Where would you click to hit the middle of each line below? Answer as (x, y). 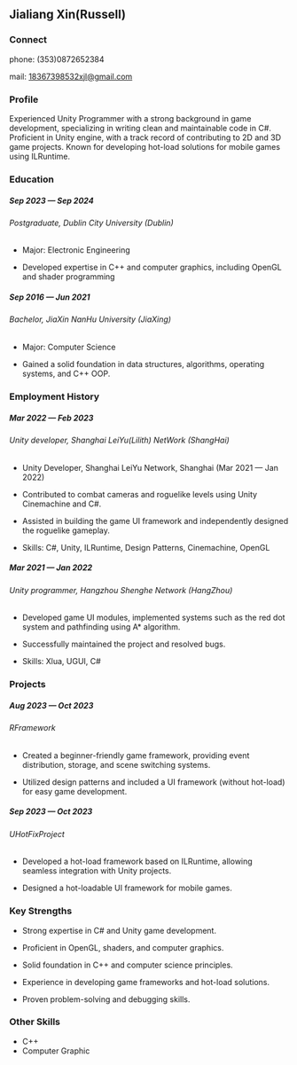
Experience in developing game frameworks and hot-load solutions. (146, 982)
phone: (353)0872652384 (57, 59)
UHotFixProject (37, 834)
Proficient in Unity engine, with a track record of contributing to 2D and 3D (145, 137)
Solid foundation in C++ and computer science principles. (127, 965)
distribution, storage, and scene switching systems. (116, 764)
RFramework (32, 728)
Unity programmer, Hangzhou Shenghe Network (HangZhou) (121, 590)
